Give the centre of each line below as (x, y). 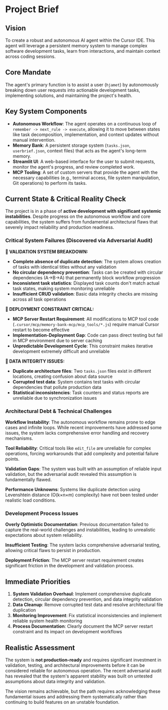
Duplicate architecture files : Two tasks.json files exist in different (82, 371)
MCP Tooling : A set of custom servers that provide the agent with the (85, 172)
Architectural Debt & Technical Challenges (59, 411)
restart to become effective (41, 330)
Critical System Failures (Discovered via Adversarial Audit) (79, 241)
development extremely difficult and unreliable (61, 351)
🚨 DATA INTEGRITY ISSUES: (35, 361)
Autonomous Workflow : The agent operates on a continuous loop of (85, 123)
